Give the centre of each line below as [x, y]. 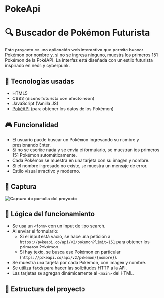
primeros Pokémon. [40, 247]
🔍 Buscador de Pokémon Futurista [78, 33]
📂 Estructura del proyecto [45, 289]
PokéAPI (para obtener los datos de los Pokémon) [63, 109]
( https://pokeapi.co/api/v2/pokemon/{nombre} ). [68, 257]
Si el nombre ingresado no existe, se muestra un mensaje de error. [80, 166]
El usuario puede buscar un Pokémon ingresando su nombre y [76, 139]
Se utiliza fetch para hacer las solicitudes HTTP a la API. [70, 268]
